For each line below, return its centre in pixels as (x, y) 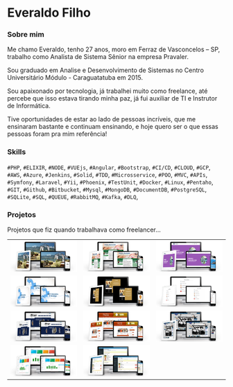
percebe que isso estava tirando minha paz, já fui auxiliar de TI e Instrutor (112, 98)
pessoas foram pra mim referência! (57, 134)
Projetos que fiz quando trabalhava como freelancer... (84, 230)
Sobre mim (26, 35)
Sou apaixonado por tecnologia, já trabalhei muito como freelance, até (107, 91)
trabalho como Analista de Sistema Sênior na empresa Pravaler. (98, 57)
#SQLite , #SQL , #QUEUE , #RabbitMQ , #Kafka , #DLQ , (73, 196)
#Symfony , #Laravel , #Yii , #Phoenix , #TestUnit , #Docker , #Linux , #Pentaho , (110, 182)
